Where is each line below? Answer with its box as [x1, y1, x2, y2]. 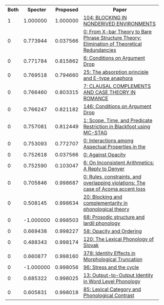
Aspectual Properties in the [83, 143, 145, 150]
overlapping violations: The [83, 180, 145, 186]
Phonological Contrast [83, 292, 135, 299]
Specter [27, 6, 46, 13]
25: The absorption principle [83, 69, 149, 75]
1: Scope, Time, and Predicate [83, 117, 153, 124]
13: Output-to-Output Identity [83, 272, 153, 279]
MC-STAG [83, 129, 107, 136]
